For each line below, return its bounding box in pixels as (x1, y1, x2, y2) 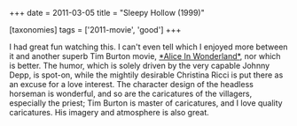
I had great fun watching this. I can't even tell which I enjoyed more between (9, 41, 288, 52)
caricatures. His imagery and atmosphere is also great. (9, 107, 210, 117)
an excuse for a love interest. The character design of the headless (9, 79, 254, 89)
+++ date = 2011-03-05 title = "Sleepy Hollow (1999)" (9, 8, 206, 18)
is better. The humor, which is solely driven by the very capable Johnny (9, 61, 270, 70)
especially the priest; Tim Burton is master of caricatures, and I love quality (9, 98, 283, 108)
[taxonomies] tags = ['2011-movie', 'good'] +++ (9, 25, 182, 34)
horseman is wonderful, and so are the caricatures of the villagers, (9, 88, 253, 99)
